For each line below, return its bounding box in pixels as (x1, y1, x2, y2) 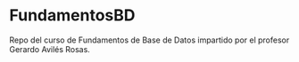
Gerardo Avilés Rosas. (9, 43, 91, 54)
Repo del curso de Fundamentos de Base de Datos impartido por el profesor (9, 35, 290, 45)
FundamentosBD (9, 5, 136, 26)
